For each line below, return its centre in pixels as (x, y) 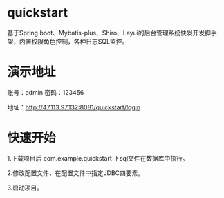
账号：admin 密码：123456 (46, 92)
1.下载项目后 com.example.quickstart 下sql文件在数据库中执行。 (98, 158)
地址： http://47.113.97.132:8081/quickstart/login (74, 107)
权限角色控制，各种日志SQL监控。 (80, 41)
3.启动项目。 (25, 188)
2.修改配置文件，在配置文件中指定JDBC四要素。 (76, 173)
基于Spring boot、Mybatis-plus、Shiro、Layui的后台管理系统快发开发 (106, 33)
